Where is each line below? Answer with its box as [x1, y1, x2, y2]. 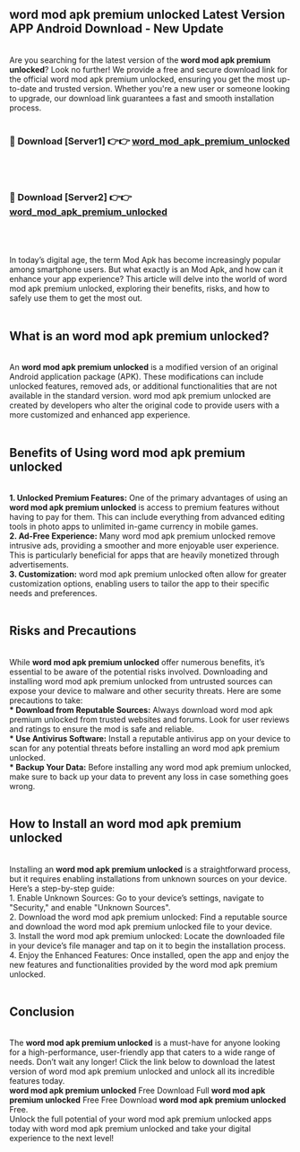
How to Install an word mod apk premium [9, 816, 242, 831]
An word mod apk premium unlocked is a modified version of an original [9, 362, 279, 373]
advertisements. [9, 559, 69, 570]
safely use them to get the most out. [9, 293, 143, 303]
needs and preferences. [9, 588, 98, 599]
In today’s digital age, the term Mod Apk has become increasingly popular [9, 255, 281, 266]
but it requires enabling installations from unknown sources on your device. [9, 873, 287, 884]
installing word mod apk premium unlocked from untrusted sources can [9, 675, 273, 686]
